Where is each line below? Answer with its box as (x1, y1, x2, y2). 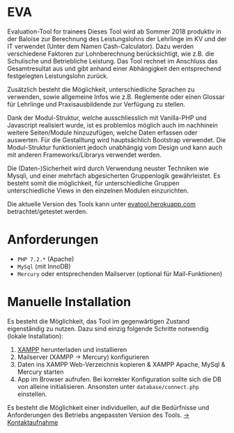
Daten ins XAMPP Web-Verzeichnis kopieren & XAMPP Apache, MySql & (17, 360, 226, 368)
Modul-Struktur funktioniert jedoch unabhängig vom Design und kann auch (7, 143, 223, 151)
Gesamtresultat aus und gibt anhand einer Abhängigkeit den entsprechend (7, 64, 221, 73)
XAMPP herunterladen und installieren (17, 345, 127, 354)
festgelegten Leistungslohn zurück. (7, 71, 109, 80)
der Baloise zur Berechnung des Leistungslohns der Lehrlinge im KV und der (7, 34, 227, 43)
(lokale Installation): (7, 332, 64, 340)
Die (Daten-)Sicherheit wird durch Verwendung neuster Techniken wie (7, 164, 209, 172)
